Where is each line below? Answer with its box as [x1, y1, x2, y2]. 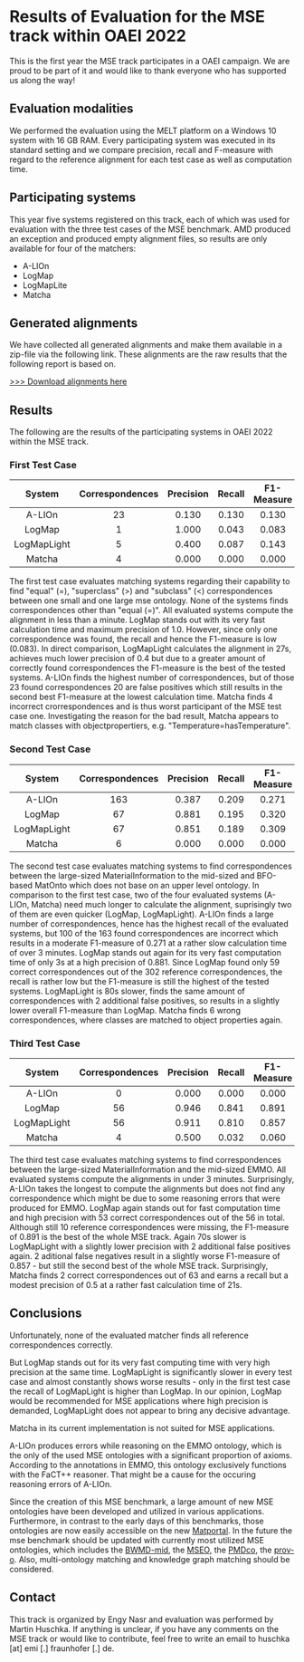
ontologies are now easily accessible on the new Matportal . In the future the [9, 1524, 292, 1536]
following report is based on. [9, 359, 116, 370]
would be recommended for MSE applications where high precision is [9, 1395, 269, 1406]
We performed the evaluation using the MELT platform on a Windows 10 [9, 125, 277, 136]
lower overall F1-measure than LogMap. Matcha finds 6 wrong [9, 1004, 242, 1015]
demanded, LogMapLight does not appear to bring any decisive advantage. [9, 1405, 291, 1416]
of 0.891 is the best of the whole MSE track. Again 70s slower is [9, 1232, 247, 1243]
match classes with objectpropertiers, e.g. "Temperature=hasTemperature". [9, 720, 291, 731]
